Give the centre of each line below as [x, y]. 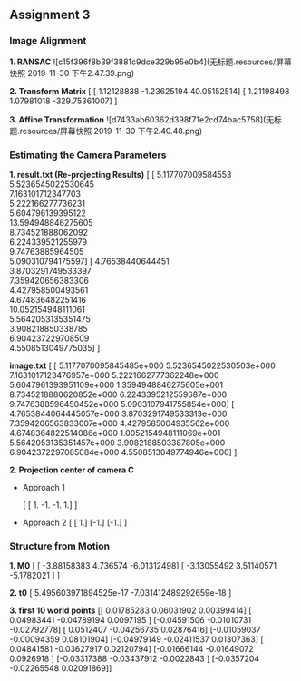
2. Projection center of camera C [72, 470]
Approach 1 [44, 487]
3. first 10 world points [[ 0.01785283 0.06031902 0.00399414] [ [131, 610]
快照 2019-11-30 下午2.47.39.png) [72, 73]
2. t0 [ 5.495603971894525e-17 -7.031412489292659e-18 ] [121, 593]
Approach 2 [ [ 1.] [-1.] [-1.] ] [75, 522]
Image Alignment [48, 41]
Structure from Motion [60, 546]
